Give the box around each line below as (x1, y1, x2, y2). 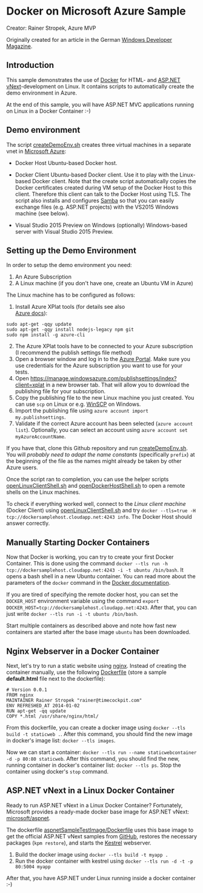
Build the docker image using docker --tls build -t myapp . (15, 851, 168, 858)
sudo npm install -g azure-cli (6, 332, 85, 338)
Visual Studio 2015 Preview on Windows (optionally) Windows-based (15, 221, 188, 229)
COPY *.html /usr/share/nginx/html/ (6, 713, 99, 719)
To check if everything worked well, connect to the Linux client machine (6, 500, 186, 508)
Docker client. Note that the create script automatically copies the (32, 177, 196, 184)
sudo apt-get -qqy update (6, 322, 72, 328)
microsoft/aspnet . (6, 814, 51, 821)
